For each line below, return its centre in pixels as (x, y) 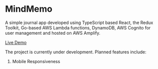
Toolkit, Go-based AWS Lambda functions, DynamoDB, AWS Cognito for (78, 27)
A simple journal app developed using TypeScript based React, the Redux (79, 23)
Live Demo (16, 42)
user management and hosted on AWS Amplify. (53, 33)
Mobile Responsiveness (36, 61)
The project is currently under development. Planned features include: (76, 52)
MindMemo (29, 9)
